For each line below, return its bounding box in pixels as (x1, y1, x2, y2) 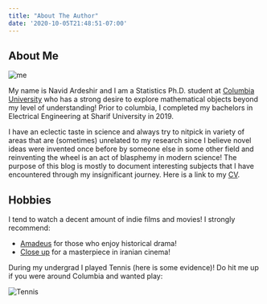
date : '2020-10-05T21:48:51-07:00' (8, 19, 128, 27)
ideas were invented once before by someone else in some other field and (8, 144, 255, 154)
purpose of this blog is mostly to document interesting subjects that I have (8, 162, 255, 171)
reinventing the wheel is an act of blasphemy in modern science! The (8, 153, 237, 162)
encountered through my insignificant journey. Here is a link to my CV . (8, 170, 240, 179)
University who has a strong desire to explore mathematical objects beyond (8, 94, 259, 105)
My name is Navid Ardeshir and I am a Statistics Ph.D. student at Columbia (8, 86, 255, 96)
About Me (8, 49, 59, 63)
